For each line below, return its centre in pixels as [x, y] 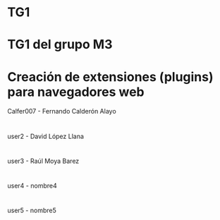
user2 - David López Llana [46, 136]
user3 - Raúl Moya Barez [43, 161]
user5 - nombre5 [32, 210]
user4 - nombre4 [32, 185]
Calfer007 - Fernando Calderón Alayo [62, 111]
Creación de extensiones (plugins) [110, 77]
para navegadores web [76, 92]
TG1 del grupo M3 [60, 45]
